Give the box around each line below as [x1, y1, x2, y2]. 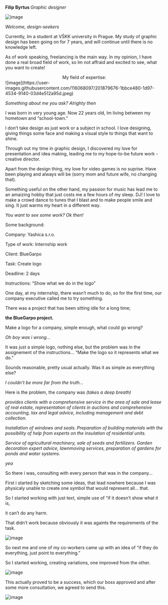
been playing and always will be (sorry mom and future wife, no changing [5, 171, 157, 177]
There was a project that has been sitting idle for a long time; [5, 305, 131, 311]
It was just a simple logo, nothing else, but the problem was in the [5, 344, 141, 350]
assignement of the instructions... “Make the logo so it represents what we [5, 350, 159, 355]
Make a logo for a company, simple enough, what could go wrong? [5, 324, 143, 330]
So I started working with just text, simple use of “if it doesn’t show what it [5, 495, 158, 501]
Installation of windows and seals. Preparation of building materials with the [5, 425, 163, 430]
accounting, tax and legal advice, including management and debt [5, 410, 143, 415]
